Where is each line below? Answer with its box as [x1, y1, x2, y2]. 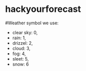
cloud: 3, [12, 45, 31, 51]
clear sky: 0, [12, 29, 38, 35]
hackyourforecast [5, 3, 81, 15]
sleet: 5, [12, 56, 29, 62]
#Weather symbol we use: [5, 20, 59, 26]
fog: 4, [12, 51, 26, 57]
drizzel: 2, [12, 40, 33, 46]
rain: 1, [12, 35, 26, 41]
